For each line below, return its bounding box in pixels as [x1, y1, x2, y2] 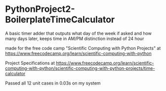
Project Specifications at [5, 60, 55, 66]
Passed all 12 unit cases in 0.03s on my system [5, 80, 101, 86]
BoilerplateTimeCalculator [5, 14, 115, 25]
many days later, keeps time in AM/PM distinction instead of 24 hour [5, 36, 144, 42]
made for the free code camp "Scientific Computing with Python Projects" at [5, 45, 161, 51]
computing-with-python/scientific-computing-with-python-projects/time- [5, 65, 155, 71]
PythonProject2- [5, 3, 75, 15]
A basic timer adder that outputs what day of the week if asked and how [5, 30, 152, 36]
